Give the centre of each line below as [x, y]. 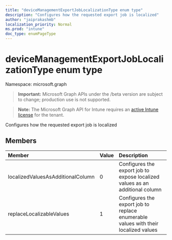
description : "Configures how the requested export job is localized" [82, 15]
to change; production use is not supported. [64, 99]
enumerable [133, 217]
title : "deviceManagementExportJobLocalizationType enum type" [74, 10]
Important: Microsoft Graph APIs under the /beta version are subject [90, 94]
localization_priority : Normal [39, 24]
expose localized [139, 177]
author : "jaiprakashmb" [31, 19]
